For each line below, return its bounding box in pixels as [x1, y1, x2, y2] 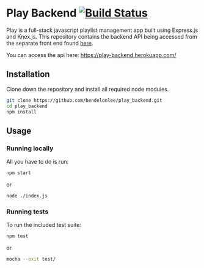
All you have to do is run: [6, 158, 69, 166]
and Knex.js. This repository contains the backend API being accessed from [6, 33, 197, 40]
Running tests [6, 207, 49, 216]
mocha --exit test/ [6, 256, 56, 262]
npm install [6, 109, 37, 115]
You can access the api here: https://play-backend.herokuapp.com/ [6, 51, 177, 58]
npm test [6, 233, 29, 239]
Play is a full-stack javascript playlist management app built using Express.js [6, 26, 199, 34]
